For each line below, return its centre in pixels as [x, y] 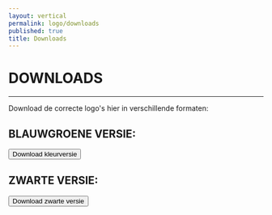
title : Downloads [38, 38]
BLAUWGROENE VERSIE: [72, 134]
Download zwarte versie [49, 201]
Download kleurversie [45, 154]
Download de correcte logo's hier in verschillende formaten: [108, 108]
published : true [36, 31]
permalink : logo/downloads [54, 23]
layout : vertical [38, 16]
